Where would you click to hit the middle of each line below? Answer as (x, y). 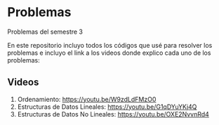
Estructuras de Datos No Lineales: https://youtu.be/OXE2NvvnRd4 (113, 114)
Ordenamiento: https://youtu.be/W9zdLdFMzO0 (87, 99)
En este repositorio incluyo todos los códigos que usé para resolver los (110, 45)
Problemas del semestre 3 (45, 32)
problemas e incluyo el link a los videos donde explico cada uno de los (109, 53)
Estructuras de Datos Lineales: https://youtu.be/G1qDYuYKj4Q (107, 107)
